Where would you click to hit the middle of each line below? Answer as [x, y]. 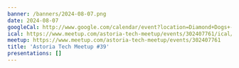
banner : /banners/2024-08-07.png [57, 14]
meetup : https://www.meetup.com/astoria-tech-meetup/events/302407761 [114, 40]
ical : [15, 34]
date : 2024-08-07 [33, 21]
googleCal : [23, 27]
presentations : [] [34, 54]
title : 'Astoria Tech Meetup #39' [59, 47]
